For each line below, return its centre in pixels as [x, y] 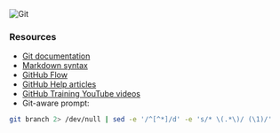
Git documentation [56, 56]
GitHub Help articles [59, 84]
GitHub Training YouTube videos [81, 94]
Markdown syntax [55, 66]
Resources [33, 36]
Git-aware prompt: [56, 103]
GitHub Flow [45, 75]
